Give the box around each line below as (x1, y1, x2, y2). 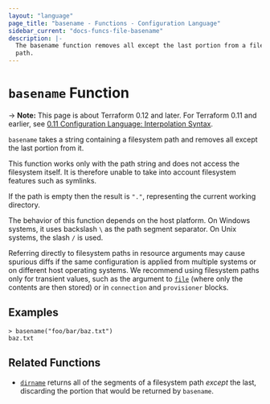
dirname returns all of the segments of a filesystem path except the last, (19, 377, 257, 387)
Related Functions (8, 356, 101, 370)
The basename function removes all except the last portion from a (15, 42, 247, 50)
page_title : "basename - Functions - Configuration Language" (8, 19, 221, 27)
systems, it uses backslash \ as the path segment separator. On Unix (8, 224, 237, 233)
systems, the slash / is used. (8, 233, 104, 242)
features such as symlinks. (8, 175, 97, 185)
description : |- (8, 34, 63, 43)
